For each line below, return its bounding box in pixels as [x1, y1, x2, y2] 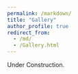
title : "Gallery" [7, 16, 57, 23]
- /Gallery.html [13, 42, 60, 49]
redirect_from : [7, 29, 51, 36]
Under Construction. [7, 61, 65, 69]
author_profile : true [7, 23, 69, 29]
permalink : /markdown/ [7, 10, 72, 17]
